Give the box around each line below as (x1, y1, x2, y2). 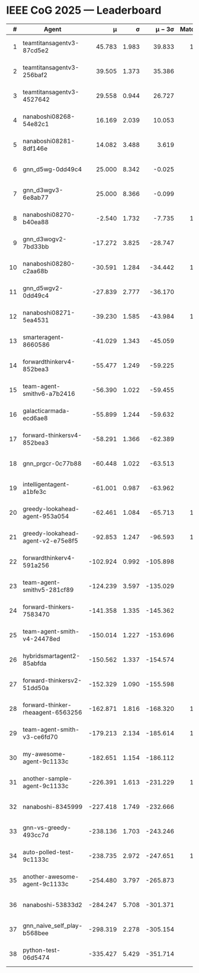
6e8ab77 (23, 193, 49, 201)
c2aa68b (23, 267, 49, 275)
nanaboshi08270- (23, 210, 75, 219)
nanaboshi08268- (23, 112, 75, 121)
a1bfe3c (23, 487, 47, 496)
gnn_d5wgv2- (23, 284, 63, 292)
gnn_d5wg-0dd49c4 (23, 165, 82, 173)
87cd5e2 (23, 46, 49, 54)
